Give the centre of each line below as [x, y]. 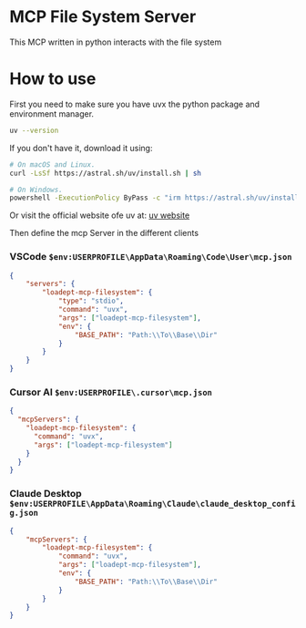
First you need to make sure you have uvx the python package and [135, 104]
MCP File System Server [103, 17]
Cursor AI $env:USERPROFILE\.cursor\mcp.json [111, 392]
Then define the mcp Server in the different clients [104, 233]
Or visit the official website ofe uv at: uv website [100, 215]
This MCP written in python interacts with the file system [116, 42]
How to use [53, 79]
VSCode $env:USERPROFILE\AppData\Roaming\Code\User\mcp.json [151, 257]
